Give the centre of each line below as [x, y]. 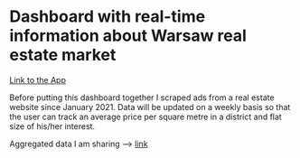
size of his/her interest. [52, 126]
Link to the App [37, 79]
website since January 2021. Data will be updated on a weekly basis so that [150, 107]
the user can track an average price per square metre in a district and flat [145, 116]
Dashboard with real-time [108, 17]
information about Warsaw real [128, 36]
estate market [63, 55]
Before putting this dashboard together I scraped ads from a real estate [142, 98]
